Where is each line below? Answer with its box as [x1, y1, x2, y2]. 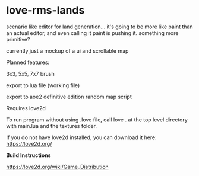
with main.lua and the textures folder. [6, 122, 97, 129]
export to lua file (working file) [6, 81, 80, 89]
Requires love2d [6, 104, 46, 111]
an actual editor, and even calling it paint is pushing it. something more [6, 29, 179, 36]
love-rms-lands [6, 4, 85, 17]
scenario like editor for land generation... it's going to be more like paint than [6, 23, 193, 30]
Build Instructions [6, 152, 52, 159]
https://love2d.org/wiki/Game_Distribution [6, 163, 109, 170]
